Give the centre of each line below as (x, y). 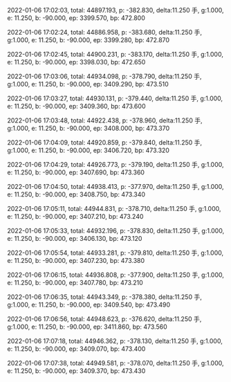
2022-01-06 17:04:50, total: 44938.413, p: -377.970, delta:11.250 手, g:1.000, (115, 187)
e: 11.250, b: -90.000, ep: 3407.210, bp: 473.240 (75, 216)
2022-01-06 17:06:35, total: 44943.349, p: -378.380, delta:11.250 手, (104, 297)
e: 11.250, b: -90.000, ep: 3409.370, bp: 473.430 (76, 371)
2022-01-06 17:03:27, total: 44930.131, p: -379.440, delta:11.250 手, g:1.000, (115, 98)
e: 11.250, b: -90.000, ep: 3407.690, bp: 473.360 (76, 172)
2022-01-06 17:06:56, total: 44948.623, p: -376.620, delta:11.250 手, (104, 319)
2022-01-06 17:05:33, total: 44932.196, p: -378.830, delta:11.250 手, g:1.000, (116, 231)
